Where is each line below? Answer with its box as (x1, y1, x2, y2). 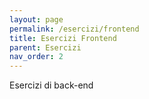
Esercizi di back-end (9, 79, 94, 91)
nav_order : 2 (9, 52, 64, 62)
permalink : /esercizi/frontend (9, 24, 140, 34)
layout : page (9, 14, 64, 25)
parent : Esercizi (9, 42, 82, 53)
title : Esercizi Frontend (9, 33, 117, 43)
